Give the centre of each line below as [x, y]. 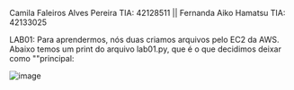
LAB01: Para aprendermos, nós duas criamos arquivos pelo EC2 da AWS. [145, 40]
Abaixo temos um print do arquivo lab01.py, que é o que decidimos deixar [145, 49]
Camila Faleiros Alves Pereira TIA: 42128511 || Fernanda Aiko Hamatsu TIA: [147, 13]
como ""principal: [42, 58]
